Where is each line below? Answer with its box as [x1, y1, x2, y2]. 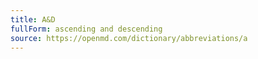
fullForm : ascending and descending [10, 24, 163, 34]
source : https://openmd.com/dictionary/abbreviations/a [10, 33, 248, 43]
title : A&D [10, 14, 56, 25]
